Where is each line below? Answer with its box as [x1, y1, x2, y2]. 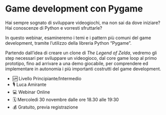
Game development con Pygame [5, 3, 143, 15]
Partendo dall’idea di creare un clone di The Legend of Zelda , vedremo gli [5, 50, 157, 56]
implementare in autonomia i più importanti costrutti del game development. [5, 66, 161, 72]
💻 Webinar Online [12, 89, 50, 95]
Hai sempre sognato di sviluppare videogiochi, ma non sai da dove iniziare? [5, 20, 160, 26]
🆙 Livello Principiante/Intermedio [12, 75, 81, 81]
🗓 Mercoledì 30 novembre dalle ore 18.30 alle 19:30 [12, 96, 119, 102]
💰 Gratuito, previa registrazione [12, 104, 78, 110]
